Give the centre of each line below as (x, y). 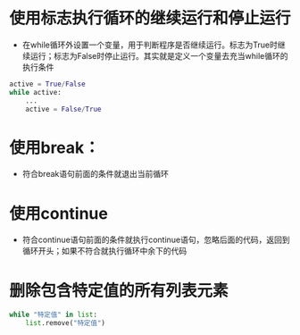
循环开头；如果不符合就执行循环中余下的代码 (104, 251)
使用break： (54, 147)
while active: (36, 92)
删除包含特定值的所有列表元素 (119, 290)
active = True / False (48, 84)
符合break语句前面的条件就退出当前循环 (96, 174)
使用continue (59, 213)
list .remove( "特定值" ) (65, 323)
